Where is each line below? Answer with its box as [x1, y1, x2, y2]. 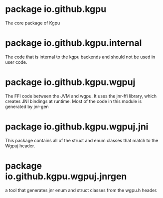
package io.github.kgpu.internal [5, 37, 142, 49]
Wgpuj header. [5, 143, 35, 149]
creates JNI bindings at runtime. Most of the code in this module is [5, 98, 142, 104]
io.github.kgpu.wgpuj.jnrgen [5, 171, 127, 182]
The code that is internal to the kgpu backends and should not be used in [5, 54, 156, 60]
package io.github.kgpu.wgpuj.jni [5, 121, 149, 132]
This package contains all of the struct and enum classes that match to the [5, 137, 159, 143]
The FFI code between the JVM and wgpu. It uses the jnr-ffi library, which [5, 93, 157, 99]
